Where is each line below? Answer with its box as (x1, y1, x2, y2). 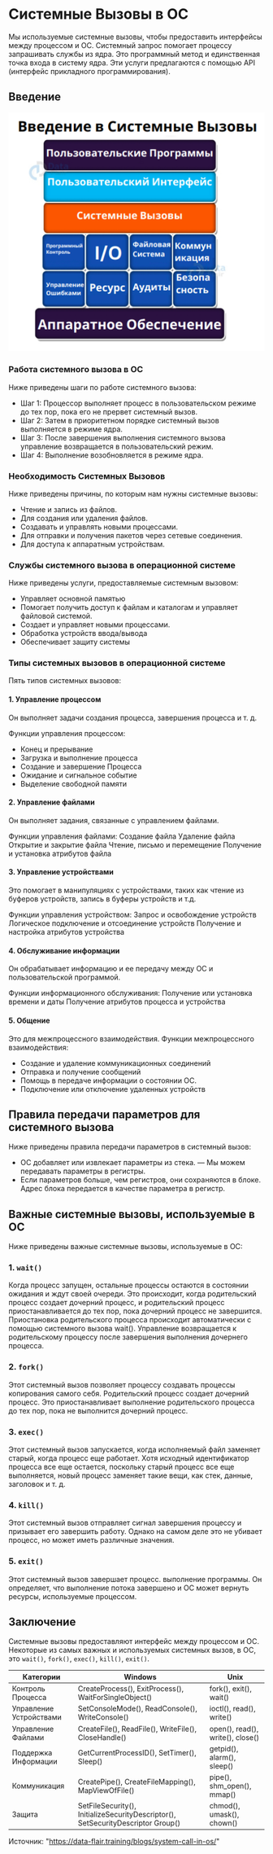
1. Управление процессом (8, 695, 102, 704)
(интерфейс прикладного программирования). (8, 66, 171, 76)
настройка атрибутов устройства (8, 927, 124, 937)
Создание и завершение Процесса (19, 761, 142, 771)
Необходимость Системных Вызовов (8, 470, 166, 481)
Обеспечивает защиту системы (19, 637, 131, 647)
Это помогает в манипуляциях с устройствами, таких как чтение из (8, 885, 245, 896)
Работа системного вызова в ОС (8, 364, 144, 375)
